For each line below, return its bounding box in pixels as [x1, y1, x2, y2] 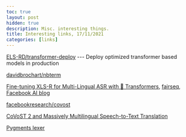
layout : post [6, 14, 39, 20]
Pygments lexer [6, 124, 45, 131]
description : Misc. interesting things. [6, 25, 110, 32]
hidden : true [6, 20, 39, 26]
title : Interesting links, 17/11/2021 [6, 31, 104, 37]
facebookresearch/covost [6, 101, 71, 108]
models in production [6, 59, 59, 67]
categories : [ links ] [6, 37, 59, 43]
